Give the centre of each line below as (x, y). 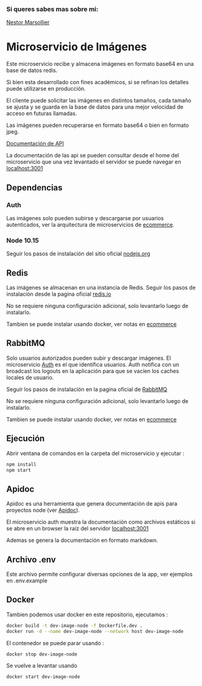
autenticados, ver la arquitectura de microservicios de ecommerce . (90, 224)
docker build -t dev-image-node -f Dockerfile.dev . (75, 626)
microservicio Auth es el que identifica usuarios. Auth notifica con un (93, 364)
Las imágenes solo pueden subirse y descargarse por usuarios (85, 218)
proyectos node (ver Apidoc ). (43, 510)
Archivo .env (31, 559)
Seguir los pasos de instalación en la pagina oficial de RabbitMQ (87, 389)
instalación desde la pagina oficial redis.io (59, 294)
